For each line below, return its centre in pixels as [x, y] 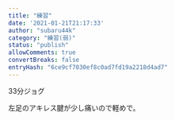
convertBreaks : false [44, 60]
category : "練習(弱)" [42, 38]
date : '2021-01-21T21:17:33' [56, 23]
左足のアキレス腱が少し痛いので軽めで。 [74, 107]
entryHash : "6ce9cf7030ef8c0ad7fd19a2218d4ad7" [88, 68]
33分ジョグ [27, 91]
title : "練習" [30, 15]
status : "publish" [38, 45]
